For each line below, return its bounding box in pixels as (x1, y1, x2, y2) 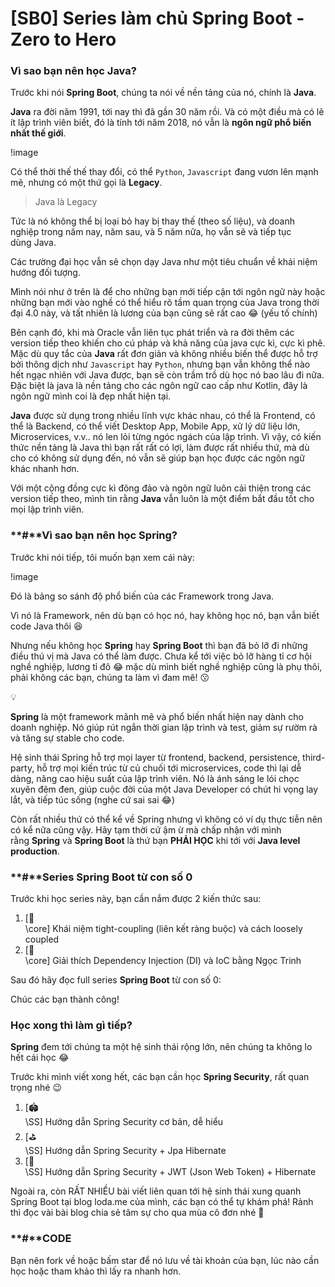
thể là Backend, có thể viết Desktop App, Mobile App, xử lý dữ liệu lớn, (10, 420, 301, 432)
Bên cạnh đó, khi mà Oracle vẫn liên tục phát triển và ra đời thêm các (10, 327, 295, 339)
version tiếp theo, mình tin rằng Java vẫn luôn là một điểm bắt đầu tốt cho (10, 493, 315, 505)
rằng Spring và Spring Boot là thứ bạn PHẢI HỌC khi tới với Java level (10, 834, 301, 846)
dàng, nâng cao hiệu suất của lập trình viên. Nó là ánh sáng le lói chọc (10, 772, 300, 784)
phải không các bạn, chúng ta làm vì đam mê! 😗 (10, 671, 210, 683)
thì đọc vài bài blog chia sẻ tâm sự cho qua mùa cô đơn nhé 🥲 (10, 1207, 265, 1219)
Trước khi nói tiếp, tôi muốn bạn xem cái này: (10, 551, 195, 563)
